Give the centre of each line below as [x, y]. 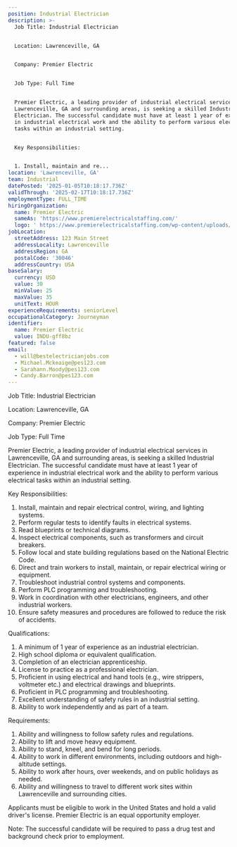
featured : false [32, 343]
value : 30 [28, 284]
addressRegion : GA [41, 251]
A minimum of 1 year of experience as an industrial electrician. [108, 647]
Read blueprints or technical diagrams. [74, 530]
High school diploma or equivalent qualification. [87, 655]
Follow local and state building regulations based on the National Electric [123, 553]
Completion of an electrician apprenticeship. [82, 662]
